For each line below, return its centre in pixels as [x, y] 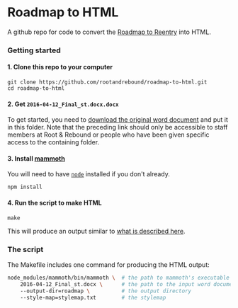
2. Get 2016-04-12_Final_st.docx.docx [63, 104]
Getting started [34, 50]
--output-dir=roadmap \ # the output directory [106, 291]
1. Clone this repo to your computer [60, 67]
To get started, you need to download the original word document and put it [118, 120]
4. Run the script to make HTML [55, 203]
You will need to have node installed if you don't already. [89, 174]
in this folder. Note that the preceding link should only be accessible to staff [118, 127]
